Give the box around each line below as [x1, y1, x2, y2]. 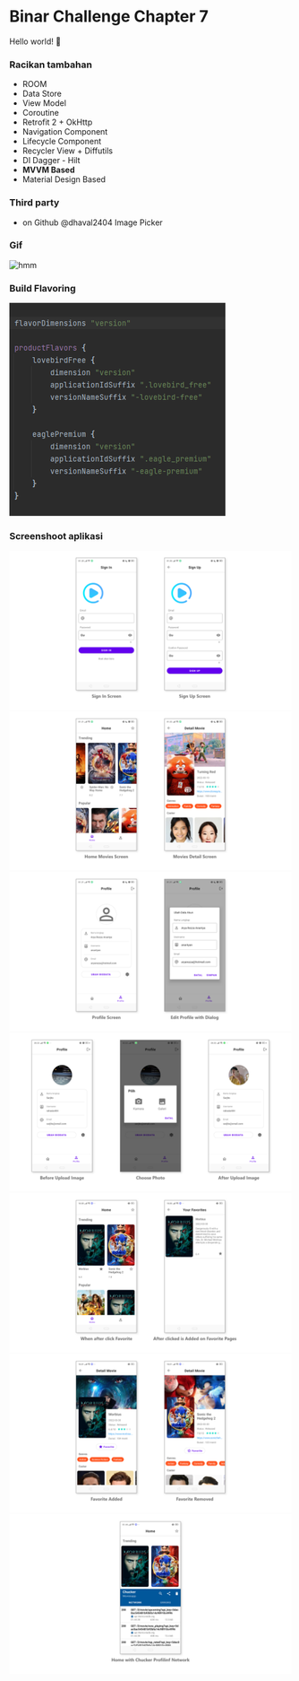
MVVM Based [21, 164, 75, 176]
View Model [21, 98, 67, 109]
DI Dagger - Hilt [21, 155, 81, 166]
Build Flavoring [9, 282, 76, 294]
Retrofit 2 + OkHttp [21, 117, 93, 127]
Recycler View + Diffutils [21, 145, 114, 156]
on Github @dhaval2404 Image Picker [21, 217, 163, 228]
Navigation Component [21, 126, 108, 137]
